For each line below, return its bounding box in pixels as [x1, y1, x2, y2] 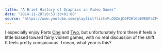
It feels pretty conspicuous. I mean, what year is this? [5, 40, 112, 46]
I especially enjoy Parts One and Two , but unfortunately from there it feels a [5, 30, 156, 35]
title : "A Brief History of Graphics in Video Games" [5, 7, 116, 12]
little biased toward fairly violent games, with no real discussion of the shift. [5, 34, 156, 40]
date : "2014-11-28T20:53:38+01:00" [5, 12, 77, 17]
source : [5, 16, 21, 21]
